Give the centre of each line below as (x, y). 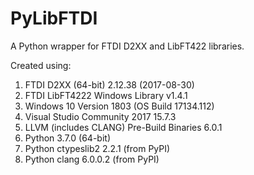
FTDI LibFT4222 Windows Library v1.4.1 (106, 95)
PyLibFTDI (54, 18)
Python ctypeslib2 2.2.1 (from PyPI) (97, 148)
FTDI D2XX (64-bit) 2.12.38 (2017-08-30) (109, 84)
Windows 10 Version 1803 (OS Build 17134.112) (119, 106)
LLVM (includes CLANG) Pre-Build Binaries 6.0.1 (123, 127)
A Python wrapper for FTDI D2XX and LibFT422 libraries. (127, 46)
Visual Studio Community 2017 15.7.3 (100, 116)
